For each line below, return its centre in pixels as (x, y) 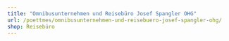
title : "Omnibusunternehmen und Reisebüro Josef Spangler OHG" (102, 14)
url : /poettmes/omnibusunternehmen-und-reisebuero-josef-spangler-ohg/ (114, 20)
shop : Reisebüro (31, 26)
